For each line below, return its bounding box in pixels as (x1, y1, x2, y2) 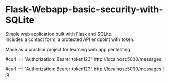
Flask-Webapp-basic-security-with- (5, 4, 163, 15)
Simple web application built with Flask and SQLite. (5, 31, 113, 37)
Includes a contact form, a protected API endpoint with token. (5, 36, 135, 43)
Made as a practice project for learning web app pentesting (5, 46, 130, 52)
